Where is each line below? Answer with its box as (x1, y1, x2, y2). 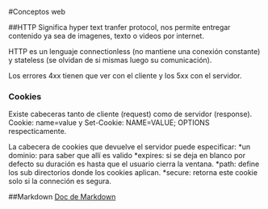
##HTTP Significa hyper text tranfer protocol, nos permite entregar (8, 23, 231, 31)
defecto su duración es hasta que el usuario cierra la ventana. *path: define (8, 159, 260, 169)
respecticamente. (8, 127, 67, 136)
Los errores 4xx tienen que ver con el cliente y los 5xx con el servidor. (8, 71, 242, 80)
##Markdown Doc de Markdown (8, 192, 116, 202)
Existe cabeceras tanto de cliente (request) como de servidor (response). (8, 109, 253, 119)
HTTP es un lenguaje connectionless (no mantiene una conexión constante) (8, 47, 261, 56)
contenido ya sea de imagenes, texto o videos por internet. (8, 31, 204, 40)
